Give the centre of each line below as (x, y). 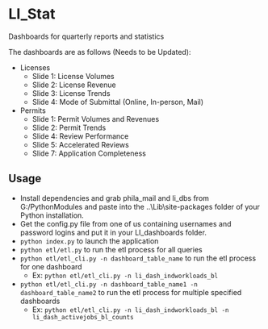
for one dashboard (51, 266)
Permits (33, 110)
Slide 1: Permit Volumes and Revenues (96, 119)
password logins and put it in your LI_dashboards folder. (113, 232)
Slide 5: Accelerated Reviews (80, 144)
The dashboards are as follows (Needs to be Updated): (100, 52)
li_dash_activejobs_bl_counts (83, 317)
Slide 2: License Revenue (74, 85)
